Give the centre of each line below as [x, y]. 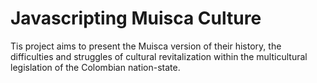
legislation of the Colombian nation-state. [95, 67]
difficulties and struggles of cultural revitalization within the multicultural [159, 56]
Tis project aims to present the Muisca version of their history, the [146, 46]
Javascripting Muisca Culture [136, 18]
